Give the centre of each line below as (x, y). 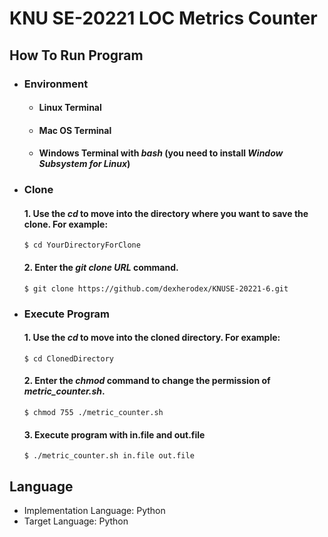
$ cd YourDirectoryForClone (82, 245)
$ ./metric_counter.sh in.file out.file (109, 456)
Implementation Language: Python (94, 510)
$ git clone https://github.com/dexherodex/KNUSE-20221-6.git (156, 288)
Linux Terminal (70, 108)
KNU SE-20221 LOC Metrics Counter (163, 18)
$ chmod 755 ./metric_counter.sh (93, 412)
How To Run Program (76, 55)
